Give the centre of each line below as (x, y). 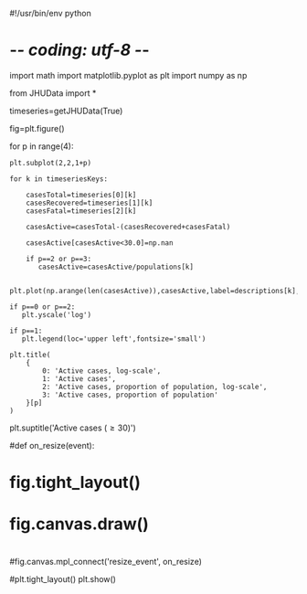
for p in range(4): (42, 146)
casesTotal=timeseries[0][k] (81, 195)
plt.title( (30, 355)
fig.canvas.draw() (79, 524)
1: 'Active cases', (79, 378)
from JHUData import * (53, 93)
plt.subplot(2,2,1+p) (51, 163)
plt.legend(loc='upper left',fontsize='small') (114, 339)
